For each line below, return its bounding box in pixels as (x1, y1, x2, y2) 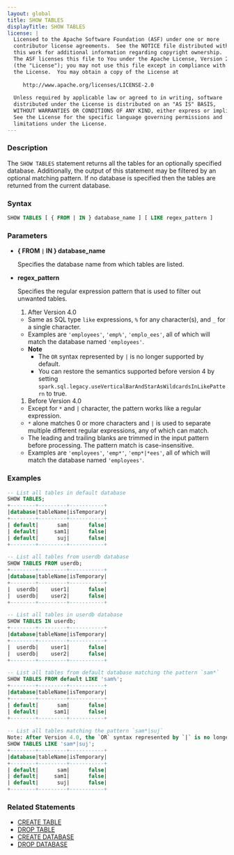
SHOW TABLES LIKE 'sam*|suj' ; (7, 741, 95, 748)
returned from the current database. (7, 181, 111, 189)
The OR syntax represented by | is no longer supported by (38, 352, 204, 361)
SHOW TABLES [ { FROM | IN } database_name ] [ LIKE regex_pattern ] (7, 214, 214, 221)
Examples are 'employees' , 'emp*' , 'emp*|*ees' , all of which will (27, 448, 210, 457)
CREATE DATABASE (17, 833, 75, 841)
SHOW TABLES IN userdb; (7, 618, 77, 625)
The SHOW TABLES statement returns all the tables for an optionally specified (7, 159, 221, 167)
